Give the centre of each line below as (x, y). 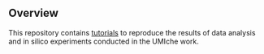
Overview (34, 13)
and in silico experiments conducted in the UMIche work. (104, 41)
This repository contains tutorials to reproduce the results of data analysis (132, 32)
